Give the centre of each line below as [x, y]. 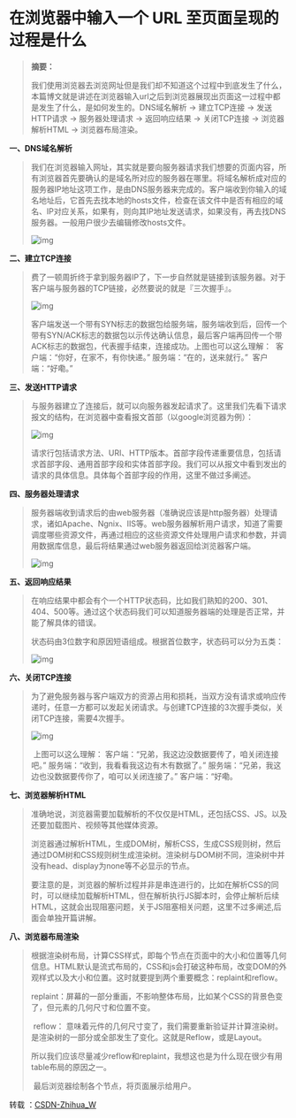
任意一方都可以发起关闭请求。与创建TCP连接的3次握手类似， [165, 707]
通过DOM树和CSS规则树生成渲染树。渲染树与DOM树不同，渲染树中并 [158, 854]
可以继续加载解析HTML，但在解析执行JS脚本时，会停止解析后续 [163, 895]
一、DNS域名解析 [41, 148]
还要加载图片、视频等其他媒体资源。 [97, 824]
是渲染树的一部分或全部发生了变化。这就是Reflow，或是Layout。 [148, 1037]
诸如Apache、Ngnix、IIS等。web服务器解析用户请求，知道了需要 [165, 524]
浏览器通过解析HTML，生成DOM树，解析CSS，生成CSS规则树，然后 [156, 843]
